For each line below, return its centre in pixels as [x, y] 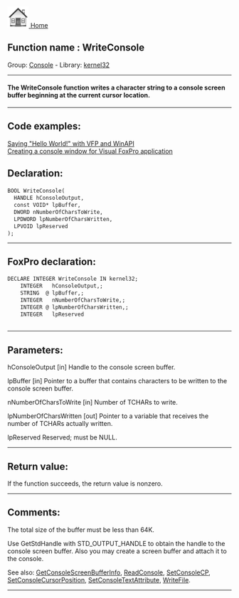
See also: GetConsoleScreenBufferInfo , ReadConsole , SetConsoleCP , [109, 572]
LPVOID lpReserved [41, 226]
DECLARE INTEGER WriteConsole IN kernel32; [73, 279]
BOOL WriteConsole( [36, 191]
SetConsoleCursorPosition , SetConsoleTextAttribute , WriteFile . [99, 580]
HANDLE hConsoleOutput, [49, 198]
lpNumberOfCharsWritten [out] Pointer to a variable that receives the [108, 416]
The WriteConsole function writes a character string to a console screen [116, 87]
